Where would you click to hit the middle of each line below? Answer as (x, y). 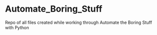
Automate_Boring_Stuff (54, 9)
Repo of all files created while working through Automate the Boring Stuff (78, 22)
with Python (17, 27)
